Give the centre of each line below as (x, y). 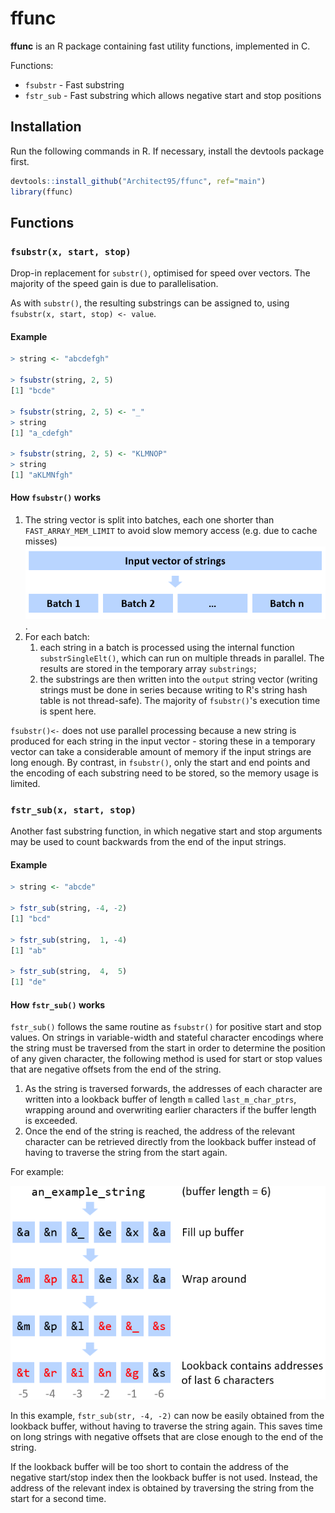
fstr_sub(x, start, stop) (73, 810)
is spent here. (68, 711)
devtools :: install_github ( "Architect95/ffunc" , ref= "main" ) (138, 181)
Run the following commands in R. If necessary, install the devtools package (167, 151)
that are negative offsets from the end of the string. (116, 1069)
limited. (25, 783)
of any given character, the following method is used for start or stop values (166, 1059)
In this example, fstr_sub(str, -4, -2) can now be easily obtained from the (167, 1415)
